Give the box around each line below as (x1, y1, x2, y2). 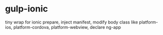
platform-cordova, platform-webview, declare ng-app (13, 24, 121, 30)
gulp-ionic (5, 3, 48, 14)
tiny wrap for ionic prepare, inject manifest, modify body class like (5, 19, 138, 25)
